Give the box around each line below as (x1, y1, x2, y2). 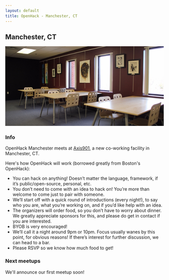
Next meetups (5, 257, 41, 264)
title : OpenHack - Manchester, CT (5, 13, 78, 19)
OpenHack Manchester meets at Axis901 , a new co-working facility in (5, 145, 150, 151)
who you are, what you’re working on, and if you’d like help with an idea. (12, 202, 162, 208)
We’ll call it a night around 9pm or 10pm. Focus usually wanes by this (12, 229, 155, 235)
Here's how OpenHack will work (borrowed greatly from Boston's (5, 160, 141, 166)
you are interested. (12, 218, 52, 224)
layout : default (5, 8, 39, 13)
